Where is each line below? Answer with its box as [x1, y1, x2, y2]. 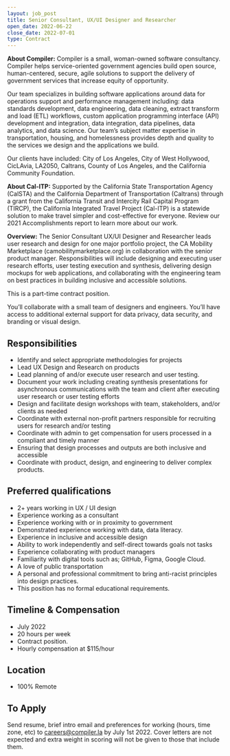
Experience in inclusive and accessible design [16, 533, 148, 541]
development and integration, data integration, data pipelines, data [7, 119, 196, 127]
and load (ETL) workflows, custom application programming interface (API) [7, 112, 220, 120]
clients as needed [16, 407, 67, 415]
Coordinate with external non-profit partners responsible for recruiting [16, 414, 216, 422]
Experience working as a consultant [16, 511, 119, 519]
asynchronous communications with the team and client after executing [16, 385, 220, 393]
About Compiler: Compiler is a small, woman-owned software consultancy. [7, 54, 221, 63]
